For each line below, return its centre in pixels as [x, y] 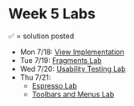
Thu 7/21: [35, 77]
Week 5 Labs [52, 14]
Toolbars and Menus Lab [73, 94]
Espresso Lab [55, 85]
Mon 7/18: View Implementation [72, 52]
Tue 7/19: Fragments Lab [61, 60]
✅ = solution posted [41, 36]
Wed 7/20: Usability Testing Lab [73, 69]
